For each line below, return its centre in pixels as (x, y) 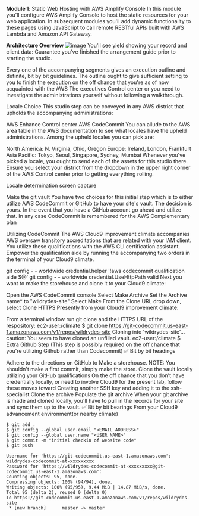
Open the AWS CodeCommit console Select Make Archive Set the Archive (97, 295)
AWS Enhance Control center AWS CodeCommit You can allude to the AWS (98, 124)
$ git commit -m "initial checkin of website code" (71, 440)
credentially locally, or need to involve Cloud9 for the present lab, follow (94, 382)
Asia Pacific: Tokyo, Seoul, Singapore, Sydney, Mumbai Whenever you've (96, 155)
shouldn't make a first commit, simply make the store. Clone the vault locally (99, 369)
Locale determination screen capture (51, 185)
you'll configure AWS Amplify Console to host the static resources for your (97, 15)
